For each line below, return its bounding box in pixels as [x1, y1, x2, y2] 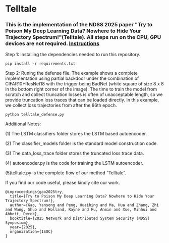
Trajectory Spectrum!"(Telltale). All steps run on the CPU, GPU [5, 34, 161, 41]
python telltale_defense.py [5, 112, 65, 117]
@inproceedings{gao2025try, [5, 189, 65, 195]
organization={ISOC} [10, 229, 53, 234]
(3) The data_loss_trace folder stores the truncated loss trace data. [5, 150, 144, 157]
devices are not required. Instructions [5, 40, 100, 47]
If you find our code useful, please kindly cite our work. [5, 180, 120, 186]
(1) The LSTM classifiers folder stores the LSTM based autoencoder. [5, 131, 147, 137]
